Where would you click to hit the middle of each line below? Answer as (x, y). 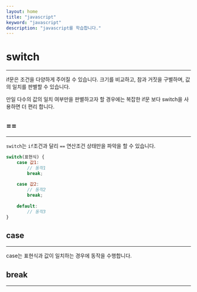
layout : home (22, 11)
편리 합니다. (41, 107)
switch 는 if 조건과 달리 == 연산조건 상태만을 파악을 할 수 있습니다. (81, 146)
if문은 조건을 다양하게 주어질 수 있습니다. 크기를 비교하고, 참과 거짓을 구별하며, (95, 79)
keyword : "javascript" (34, 22)
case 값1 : (28, 162)
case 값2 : (28, 184)
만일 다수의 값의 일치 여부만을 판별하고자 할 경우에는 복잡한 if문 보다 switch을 (94, 99)
